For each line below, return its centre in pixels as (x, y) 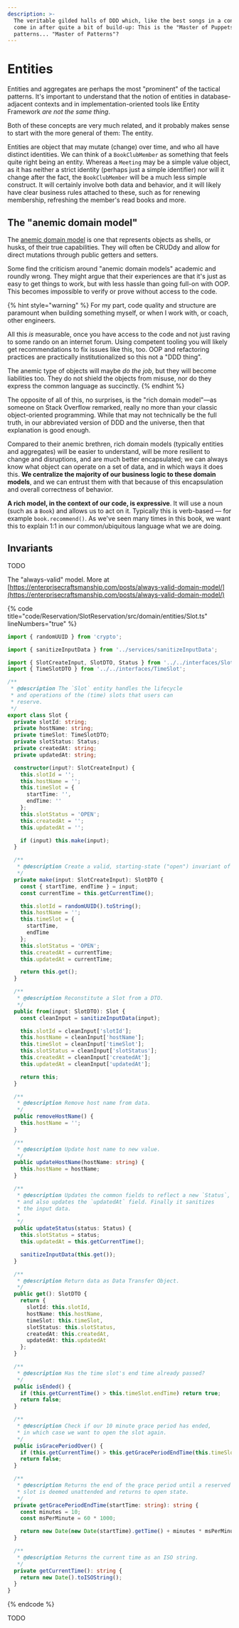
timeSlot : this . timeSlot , (64, 1320)
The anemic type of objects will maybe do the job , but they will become (112, 371)
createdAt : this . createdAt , (68, 1334)
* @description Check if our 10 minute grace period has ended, (114, 1426)
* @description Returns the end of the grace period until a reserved (124, 1485)
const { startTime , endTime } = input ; (79, 886)
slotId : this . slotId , (58, 1308)
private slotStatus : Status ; (57, 742)
